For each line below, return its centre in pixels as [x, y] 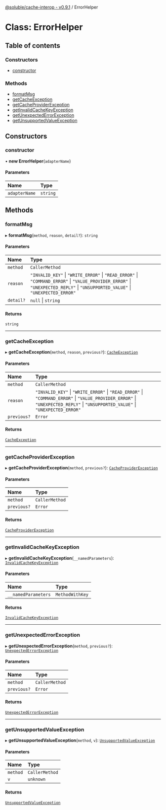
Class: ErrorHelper [44, 27]
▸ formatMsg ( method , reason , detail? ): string [51, 235]
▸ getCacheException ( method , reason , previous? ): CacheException [72, 352]
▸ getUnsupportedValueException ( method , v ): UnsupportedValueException [80, 740]
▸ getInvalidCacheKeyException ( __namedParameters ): [60, 558]
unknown [37, 779]
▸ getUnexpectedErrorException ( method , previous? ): [59, 646]
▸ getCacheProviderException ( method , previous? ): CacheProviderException [82, 468]
